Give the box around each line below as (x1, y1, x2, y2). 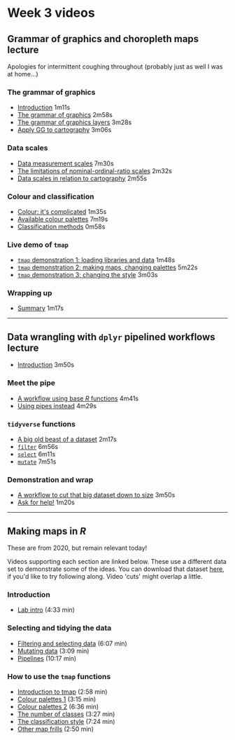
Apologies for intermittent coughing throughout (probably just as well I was (7, 62, 223, 71)
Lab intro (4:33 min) (17, 605, 76, 614)
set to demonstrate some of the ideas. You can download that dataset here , (7, 565, 225, 573)
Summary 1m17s (17, 304, 64, 313)
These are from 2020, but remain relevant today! (7, 544, 148, 552)
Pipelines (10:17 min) (17, 654, 77, 662)
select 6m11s (17, 450, 56, 458)
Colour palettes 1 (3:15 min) (17, 694, 97, 703)
